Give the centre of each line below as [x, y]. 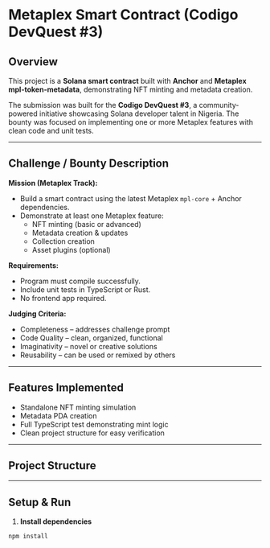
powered [23, 113]
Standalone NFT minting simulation [78, 407]
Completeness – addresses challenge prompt [95, 329]
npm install [28, 537]
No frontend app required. [63, 298]
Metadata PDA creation [58, 415]
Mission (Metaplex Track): [53, 183]
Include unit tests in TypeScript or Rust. [85, 289]
